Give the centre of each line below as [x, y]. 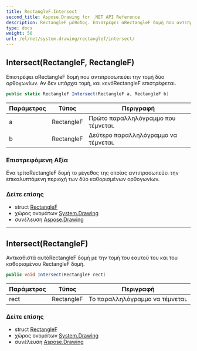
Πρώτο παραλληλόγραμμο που [132, 118]
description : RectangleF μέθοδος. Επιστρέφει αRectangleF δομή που [90, 22]
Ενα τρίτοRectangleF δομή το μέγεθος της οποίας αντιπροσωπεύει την [92, 173]
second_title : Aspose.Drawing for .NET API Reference [73, 17]
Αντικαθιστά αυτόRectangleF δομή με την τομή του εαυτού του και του [92, 258]
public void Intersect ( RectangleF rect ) [56, 275]
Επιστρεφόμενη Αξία [37, 160]
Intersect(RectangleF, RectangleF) [70, 63]
